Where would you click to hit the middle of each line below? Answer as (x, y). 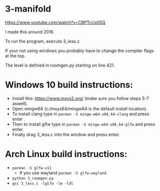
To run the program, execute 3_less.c (42, 41)
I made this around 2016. (30, 32)
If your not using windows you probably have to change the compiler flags (80, 51)
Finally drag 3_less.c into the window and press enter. (66, 134)
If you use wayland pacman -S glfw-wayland (63, 173)
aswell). (20, 104)
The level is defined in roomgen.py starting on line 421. (60, 65)
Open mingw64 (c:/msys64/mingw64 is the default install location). (80, 108)
